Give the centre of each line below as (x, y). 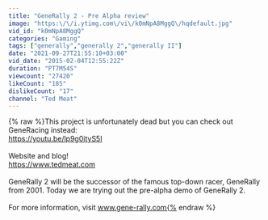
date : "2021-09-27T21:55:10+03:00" (68, 53)
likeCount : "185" (38, 83)
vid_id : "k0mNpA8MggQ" (46, 31)
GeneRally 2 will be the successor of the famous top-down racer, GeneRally (134, 182)
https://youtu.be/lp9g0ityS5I (55, 139)
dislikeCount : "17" (41, 91)
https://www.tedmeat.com (52, 165)
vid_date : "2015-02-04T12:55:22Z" (67, 61)
